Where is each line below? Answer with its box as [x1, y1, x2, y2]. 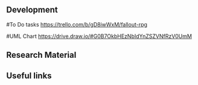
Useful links [6, 71, 53, 81]
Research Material [6, 50, 77, 60]
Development [6, 5, 59, 15]
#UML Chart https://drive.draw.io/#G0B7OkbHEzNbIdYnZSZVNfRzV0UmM [6, 33, 192, 40]
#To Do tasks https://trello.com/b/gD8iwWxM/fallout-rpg [6, 20, 148, 28]
